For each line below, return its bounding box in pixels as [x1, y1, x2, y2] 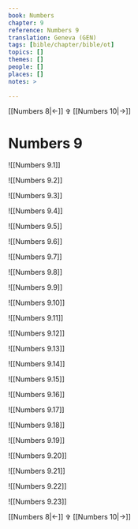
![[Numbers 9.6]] [8, 237, 63, 246]
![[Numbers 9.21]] [8, 467, 65, 476]
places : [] [8, 70, 44, 78]
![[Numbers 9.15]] [8, 374, 65, 384]
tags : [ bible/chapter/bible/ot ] [8, 41, 114, 49]
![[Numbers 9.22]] [8, 482, 67, 491]
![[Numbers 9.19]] [8, 436, 65, 445]
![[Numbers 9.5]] [8, 222, 63, 231]
